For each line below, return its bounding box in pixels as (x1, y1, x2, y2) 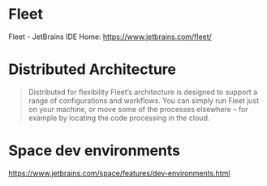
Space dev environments (8, 141, 181, 160)
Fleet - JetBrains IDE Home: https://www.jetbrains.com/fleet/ (8, 32, 213, 41)
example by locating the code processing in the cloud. (28, 113, 210, 123)
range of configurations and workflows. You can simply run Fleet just (28, 95, 260, 106)
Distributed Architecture (8, 60, 177, 79)
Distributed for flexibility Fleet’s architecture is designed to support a (28, 87, 258, 97)
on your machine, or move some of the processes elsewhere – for (28, 104, 249, 114)
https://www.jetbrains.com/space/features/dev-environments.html (8, 168, 230, 178)
